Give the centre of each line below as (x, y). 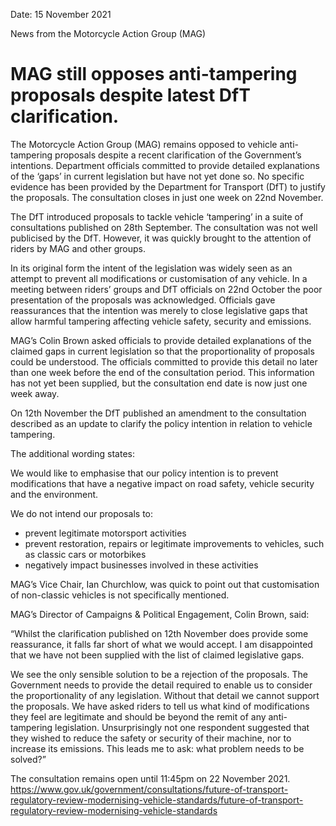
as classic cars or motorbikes (85, 554)
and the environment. (54, 494)
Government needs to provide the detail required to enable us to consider (161, 685)
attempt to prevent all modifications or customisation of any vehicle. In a (159, 278)
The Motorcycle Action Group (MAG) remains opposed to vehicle (144, 144)
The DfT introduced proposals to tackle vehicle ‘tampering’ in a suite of (157, 216)
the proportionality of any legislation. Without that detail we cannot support (165, 695)
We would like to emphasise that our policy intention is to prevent (144, 473)
